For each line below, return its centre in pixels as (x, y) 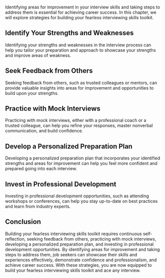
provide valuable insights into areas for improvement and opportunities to (80, 88)
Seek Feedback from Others (49, 71)
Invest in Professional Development (61, 184)
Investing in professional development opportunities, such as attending (77, 196)
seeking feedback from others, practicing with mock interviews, (92, 239)
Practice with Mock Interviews (53, 108)
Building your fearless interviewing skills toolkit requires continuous (73, 234)
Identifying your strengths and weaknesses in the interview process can (78, 45)
